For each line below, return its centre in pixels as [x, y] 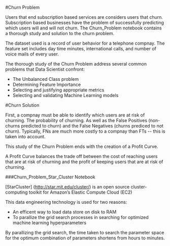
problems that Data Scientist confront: [45, 69]
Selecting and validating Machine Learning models [65, 95]
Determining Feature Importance [47, 84]
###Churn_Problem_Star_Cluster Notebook [50, 177]
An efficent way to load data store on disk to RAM [64, 212]
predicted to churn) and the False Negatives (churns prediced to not [92, 126]
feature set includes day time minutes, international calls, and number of [81, 49]
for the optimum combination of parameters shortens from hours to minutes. [85, 238]
